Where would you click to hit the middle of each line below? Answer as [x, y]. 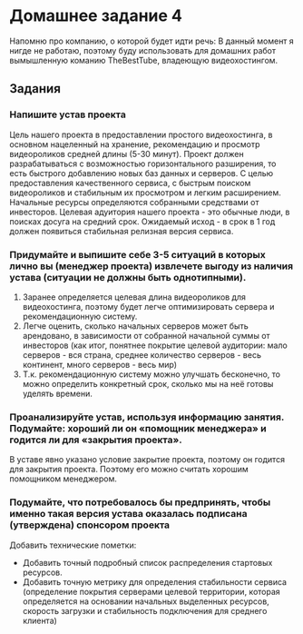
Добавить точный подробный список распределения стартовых [147, 562]
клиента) [39, 620]
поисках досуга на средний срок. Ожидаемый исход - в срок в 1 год [142, 221]
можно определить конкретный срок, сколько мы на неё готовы [148, 383]
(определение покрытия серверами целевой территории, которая [151, 591]
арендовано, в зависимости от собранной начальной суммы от [146, 335]
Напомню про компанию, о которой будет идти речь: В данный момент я [152, 41]
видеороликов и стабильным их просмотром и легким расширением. [145, 193]
